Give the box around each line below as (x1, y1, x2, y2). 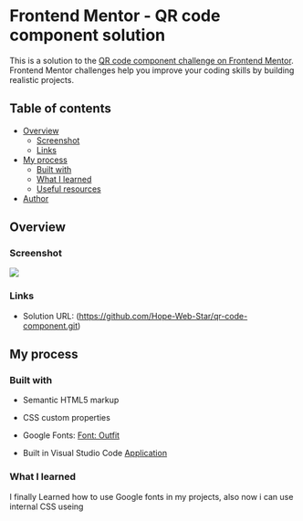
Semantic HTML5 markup (22, 394, 120, 406)
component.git (22, 320, 78, 331)
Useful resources (36, 183, 102, 194)
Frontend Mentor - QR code (9, 5, 221, 26)
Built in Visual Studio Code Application (22, 448, 167, 459)
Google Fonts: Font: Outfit (22, 430, 120, 441)
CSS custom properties (22, 412, 111, 423)
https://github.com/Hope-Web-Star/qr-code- (78, 310, 248, 321)
